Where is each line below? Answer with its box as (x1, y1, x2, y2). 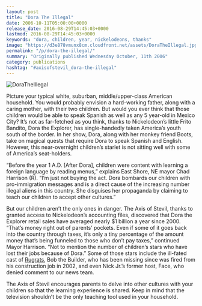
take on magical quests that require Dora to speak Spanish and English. (6, 137, 183, 145)
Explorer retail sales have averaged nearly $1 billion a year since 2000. (6, 218, 181, 225)
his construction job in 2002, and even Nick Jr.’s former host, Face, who (6, 262, 185, 270)
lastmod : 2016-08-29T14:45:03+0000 (6, 31, 96, 37)
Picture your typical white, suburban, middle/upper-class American (6, 92, 173, 100)
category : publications (6, 59, 66, 65)
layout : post (6, 8, 39, 15)
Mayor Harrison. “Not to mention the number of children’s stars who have (6, 244, 188, 251)
